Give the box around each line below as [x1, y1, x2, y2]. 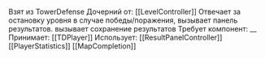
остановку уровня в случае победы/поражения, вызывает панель [8, 15, 238, 25]
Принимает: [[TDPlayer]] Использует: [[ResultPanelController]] [8, 32, 223, 42]
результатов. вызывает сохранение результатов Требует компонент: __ [8, 24, 258, 33]
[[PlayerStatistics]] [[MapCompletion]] [8, 41, 137, 51]
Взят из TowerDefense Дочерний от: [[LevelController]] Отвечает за [8, 7, 241, 16]
